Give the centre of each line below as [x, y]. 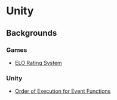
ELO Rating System [39, 62]
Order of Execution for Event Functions [63, 91]
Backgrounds [32, 33]
